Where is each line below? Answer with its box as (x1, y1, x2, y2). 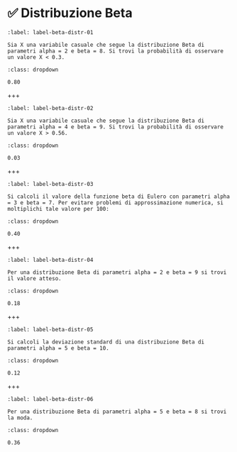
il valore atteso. (7, 275, 62, 282)
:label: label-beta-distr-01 (7, 28, 94, 36)
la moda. (7, 414, 33, 421)
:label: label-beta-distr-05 (7, 326, 94, 333)
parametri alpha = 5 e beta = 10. (7, 344, 110, 352)
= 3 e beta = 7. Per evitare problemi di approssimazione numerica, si (7, 199, 224, 206)
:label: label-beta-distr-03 (7, 180, 94, 187)
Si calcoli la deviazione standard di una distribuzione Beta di (7, 338, 204, 346)
